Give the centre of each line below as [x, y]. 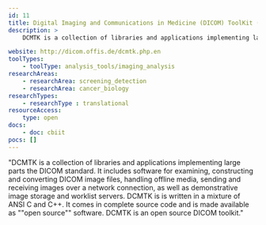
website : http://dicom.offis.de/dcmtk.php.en [84, 52]
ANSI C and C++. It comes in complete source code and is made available [129, 204]
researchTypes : [33, 96]
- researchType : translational [76, 103]
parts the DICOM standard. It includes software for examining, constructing [131, 171]
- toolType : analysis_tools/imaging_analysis [99, 67]
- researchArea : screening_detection [85, 81]
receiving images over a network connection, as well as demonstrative [123, 187]
